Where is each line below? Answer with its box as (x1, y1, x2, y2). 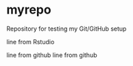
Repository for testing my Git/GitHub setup (6, 24, 127, 33)
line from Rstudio (6, 37, 55, 46)
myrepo (6, 2, 52, 18)
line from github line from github (6, 50, 97, 59)
